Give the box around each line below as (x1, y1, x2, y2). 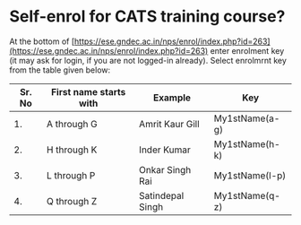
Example (153, 91, 191, 104)
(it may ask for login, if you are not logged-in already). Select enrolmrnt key (9, 55, 287, 65)
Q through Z (46, 195, 98, 207)
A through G (46, 117, 98, 130)
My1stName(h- (213, 137, 280, 150)
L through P (46, 169, 96, 181)
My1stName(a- (213, 112, 280, 125)
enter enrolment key (210, 45, 285, 56)
